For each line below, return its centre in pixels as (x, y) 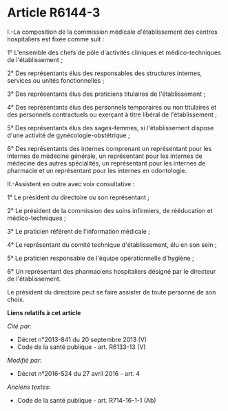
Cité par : (20, 326)
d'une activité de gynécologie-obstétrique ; (69, 135)
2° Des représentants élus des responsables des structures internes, (105, 73)
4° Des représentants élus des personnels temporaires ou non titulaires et (112, 107)
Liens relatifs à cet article (44, 312)
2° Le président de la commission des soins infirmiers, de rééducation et (110, 210)
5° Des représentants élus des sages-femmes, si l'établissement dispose (111, 128)
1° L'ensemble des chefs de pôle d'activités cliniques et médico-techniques (114, 52)
